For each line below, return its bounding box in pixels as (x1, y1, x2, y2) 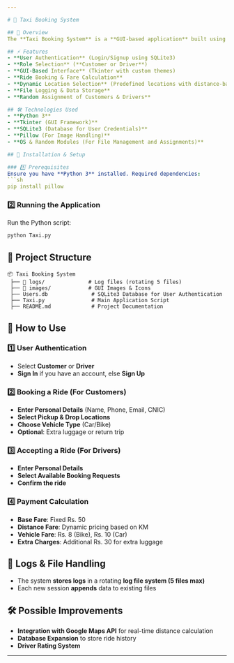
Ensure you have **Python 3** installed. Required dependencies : (7, 170, 201, 177)
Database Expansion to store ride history (17, 634, 137, 643)
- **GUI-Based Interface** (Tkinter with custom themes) (7, 68, 176, 75)
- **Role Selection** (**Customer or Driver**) (7, 61, 148, 68)
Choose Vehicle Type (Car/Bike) (17, 420, 111, 429)
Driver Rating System (17, 641, 81, 650)
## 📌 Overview (7, 29, 49, 36)
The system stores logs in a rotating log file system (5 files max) (17, 576, 205, 585)
